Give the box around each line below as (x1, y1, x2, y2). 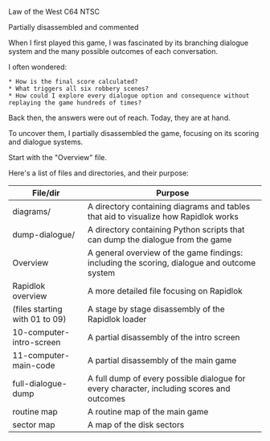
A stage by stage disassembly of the (87, 303, 225, 315)
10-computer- (12, 327, 70, 337)
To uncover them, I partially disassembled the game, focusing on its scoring (8, 129, 260, 138)
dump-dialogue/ (12, 229, 75, 240)
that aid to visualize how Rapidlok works (87, 211, 239, 222)
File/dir (31, 188, 60, 198)
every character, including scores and (87, 383, 231, 394)
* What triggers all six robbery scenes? (8, 84, 149, 93)
